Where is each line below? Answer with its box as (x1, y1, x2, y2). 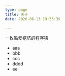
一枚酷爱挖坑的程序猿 (5, 35, 48, 41)
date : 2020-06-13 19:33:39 (5, 16, 61, 21)
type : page (5, 7, 28, 12)
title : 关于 (5, 12, 28, 17)
